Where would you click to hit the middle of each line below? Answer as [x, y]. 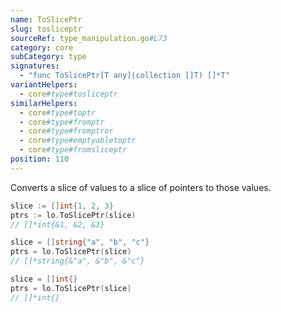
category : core [42, 47]
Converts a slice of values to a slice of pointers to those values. [141, 187]
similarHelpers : [44, 103]
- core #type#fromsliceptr [73, 150]
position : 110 [40, 159]
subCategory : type [48, 57]
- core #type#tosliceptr [68, 94]
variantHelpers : [44, 85]
